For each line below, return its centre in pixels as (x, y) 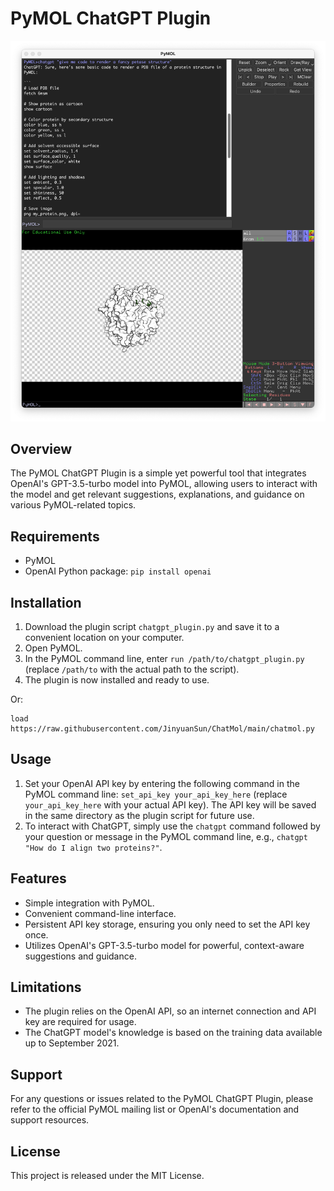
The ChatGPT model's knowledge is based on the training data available (173, 1033)
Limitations (46, 987)
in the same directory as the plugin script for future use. (139, 815)
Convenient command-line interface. (100, 913)
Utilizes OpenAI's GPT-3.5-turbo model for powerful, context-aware (164, 945)
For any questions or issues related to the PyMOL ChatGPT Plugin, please (162, 1099)
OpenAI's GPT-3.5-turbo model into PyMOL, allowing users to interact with (164, 484)
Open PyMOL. (53, 648)
